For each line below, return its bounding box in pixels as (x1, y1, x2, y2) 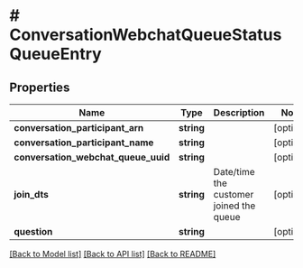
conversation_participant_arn (14, 122, 144, 134)
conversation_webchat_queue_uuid (14, 151, 170, 163)
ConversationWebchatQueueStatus (9, 24, 282, 45)
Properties (9, 79, 70, 95)
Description (213, 106, 265, 118)
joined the (213, 199, 256, 212)
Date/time (213, 166, 255, 178)
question (14, 226, 53, 237)
